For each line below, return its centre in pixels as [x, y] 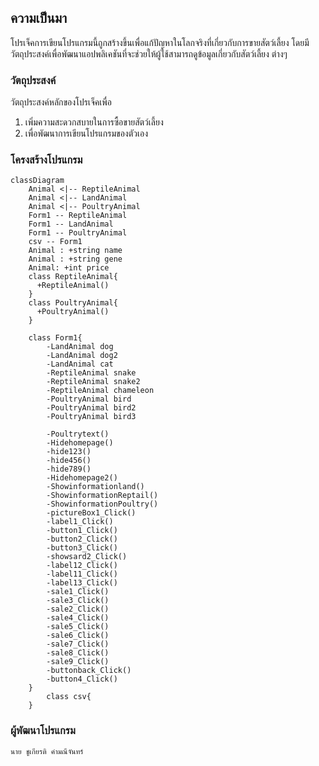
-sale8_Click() [78, 653]
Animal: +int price [69, 268]
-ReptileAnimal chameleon [100, 391]
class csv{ [69, 697]
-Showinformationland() [95, 487]
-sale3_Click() [78, 601]
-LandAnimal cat [80, 364]
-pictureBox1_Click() [91, 513]
